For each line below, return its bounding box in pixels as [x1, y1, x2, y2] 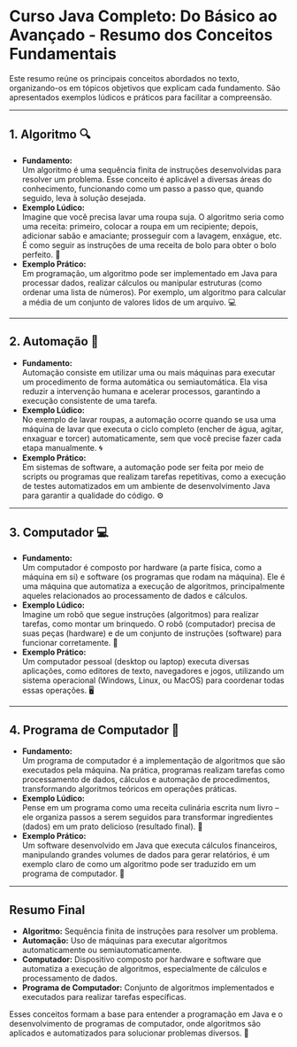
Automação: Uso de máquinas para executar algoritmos [21, 935, 228, 945]
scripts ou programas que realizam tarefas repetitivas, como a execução [21, 471, 286, 482]
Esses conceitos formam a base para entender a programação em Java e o [9, 1009, 283, 1020]
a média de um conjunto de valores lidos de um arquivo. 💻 [21, 297, 237, 307]
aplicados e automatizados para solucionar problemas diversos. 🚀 [9, 1028, 249, 1038]
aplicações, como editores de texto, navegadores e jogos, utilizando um [21, 666, 285, 677]
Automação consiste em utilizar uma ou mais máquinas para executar [21, 367, 276, 377]
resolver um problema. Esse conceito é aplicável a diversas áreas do [21, 174, 272, 184]
